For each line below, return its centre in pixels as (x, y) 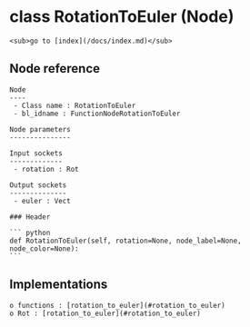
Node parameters (40, 129)
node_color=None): (44, 248)
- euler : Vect (42, 201)
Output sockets (38, 185)
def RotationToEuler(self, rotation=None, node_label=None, (126, 241)
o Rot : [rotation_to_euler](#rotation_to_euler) (105, 313)
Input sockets (36, 153)
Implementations (59, 285)
